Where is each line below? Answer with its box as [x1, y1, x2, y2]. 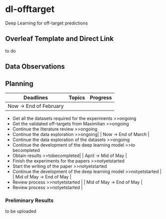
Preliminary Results [5, 196, 54, 203]
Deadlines [23, 94, 48, 101]
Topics [68, 94, 85, 101]
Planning [5, 79, 33, 88]
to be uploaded [5, 208, 36, 214]
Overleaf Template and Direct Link [5, 34, 114, 43]
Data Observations [5, 62, 65, 71]
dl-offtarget [5, 3, 55, 15]
